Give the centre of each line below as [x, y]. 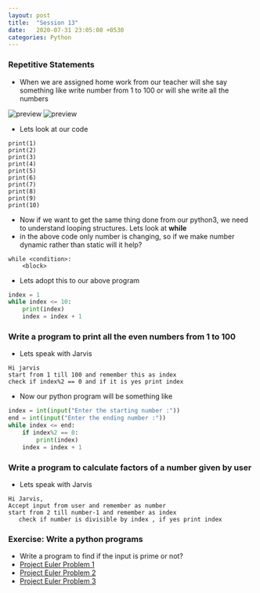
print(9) [22, 198]
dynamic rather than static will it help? [81, 245]
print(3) [22, 157]
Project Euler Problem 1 [57, 565]
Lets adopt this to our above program [79, 280]
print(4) [22, 164]
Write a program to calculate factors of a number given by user [130, 467]
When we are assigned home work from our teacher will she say [123, 82]
